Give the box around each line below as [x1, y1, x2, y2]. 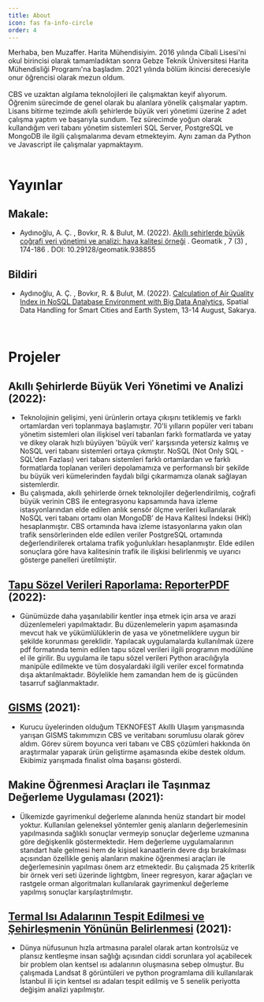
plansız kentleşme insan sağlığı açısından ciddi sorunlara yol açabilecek [19, 952, 252, 961]
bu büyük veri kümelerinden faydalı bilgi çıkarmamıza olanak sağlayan [19, 471, 247, 481]
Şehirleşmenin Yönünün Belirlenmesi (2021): [8, 922, 232, 936]
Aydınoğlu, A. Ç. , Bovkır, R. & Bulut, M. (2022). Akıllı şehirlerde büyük [19, 228, 245, 237]
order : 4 [8, 26, 37, 34]
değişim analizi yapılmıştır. [19, 985, 105, 994]
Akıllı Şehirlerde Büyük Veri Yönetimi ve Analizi [8, 379, 244, 393]
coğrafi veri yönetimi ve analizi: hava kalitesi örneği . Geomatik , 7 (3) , [19, 237, 248, 246]
